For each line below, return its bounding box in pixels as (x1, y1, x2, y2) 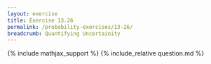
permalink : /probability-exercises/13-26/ (7, 23, 133, 30)
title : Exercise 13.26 (7, 17, 74, 24)
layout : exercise (7, 10, 58, 18)
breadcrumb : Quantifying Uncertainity (7, 30, 121, 37)
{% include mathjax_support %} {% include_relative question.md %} (7, 49, 205, 58)
